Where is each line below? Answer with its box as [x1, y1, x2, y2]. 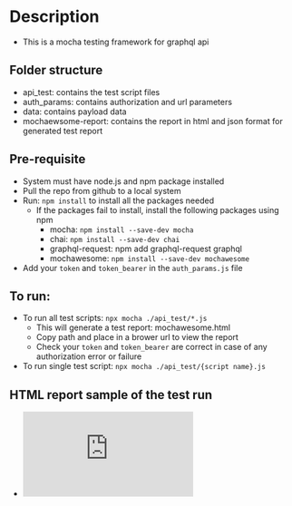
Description [9, 6, 100, 27]
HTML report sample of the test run [9, 387, 213, 403]
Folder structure [9, 63, 103, 78]
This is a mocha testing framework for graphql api [22, 36, 209, 47]
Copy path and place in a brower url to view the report [35, 332, 238, 343]
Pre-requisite [9, 151, 86, 167]
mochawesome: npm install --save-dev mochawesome [49, 252, 250, 264]
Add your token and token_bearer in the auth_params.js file [22, 262, 243, 273]
